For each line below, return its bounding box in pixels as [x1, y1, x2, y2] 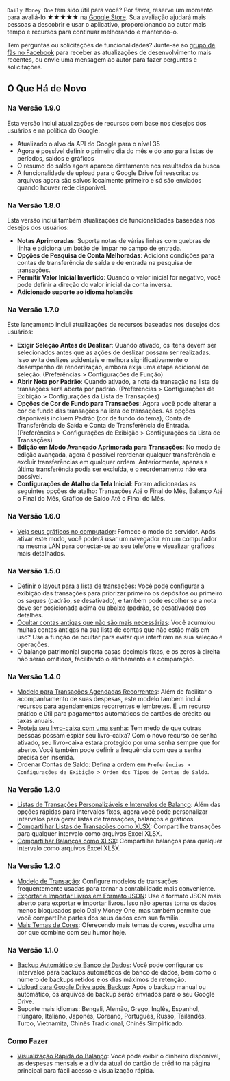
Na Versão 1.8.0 [7, 201, 61, 210]
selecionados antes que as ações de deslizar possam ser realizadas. [16, 348, 211, 356]
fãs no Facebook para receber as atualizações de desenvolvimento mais [7, 48, 212, 56]
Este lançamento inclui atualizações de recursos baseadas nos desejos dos [7, 321, 220, 329]
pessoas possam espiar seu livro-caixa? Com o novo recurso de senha [16, 731, 218, 740]
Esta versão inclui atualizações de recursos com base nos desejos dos [7, 119, 207, 127]
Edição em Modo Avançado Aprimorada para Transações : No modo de [16, 443, 221, 452]
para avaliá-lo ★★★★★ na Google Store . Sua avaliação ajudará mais [7, 13, 207, 21]
